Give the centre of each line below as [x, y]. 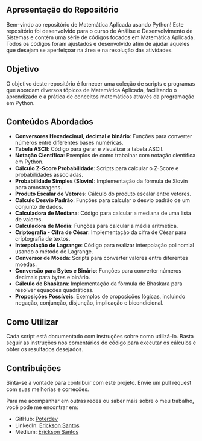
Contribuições [34, 368]
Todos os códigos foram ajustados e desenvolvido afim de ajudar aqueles [98, 43]
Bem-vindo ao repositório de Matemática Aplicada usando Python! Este [95, 24]
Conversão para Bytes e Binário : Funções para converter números [98, 271]
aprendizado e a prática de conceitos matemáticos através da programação [100, 97]
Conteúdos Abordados [50, 122]
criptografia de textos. [43, 239]
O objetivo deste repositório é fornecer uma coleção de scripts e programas [101, 83]
